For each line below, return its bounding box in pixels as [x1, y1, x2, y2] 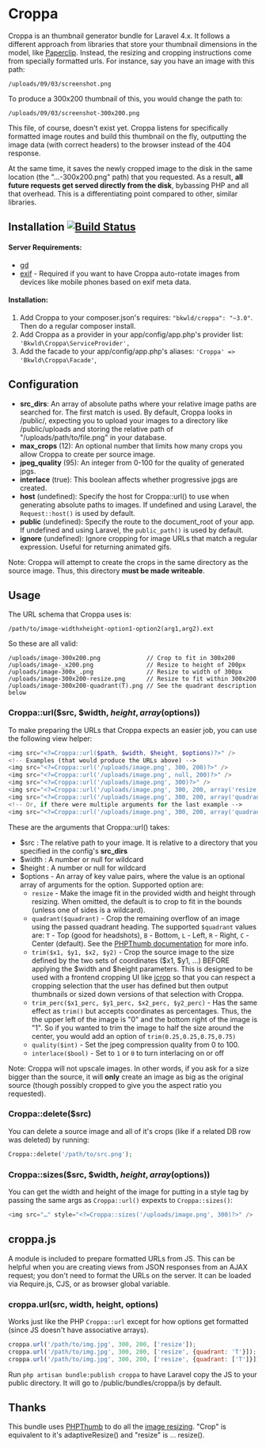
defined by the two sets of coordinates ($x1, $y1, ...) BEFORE [31, 956, 230, 965]
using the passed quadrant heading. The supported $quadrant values [31, 922, 257, 931]
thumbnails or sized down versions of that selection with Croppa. [31, 989, 244, 998]
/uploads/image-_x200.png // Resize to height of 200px [8, 661, 246, 670]
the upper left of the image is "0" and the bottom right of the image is [31, 1014, 258, 1024]
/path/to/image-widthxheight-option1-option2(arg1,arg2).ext [8, 625, 215, 633]
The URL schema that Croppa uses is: [8, 609, 132, 619]
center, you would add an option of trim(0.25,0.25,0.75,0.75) [31, 1031, 237, 1040]
